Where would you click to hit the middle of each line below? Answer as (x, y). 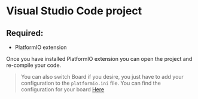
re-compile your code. (34, 65)
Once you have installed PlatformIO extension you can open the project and (99, 59)
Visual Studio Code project (74, 11)
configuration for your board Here (63, 89)
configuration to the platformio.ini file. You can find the (91, 83)
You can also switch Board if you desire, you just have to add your (102, 77)
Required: (25, 33)
